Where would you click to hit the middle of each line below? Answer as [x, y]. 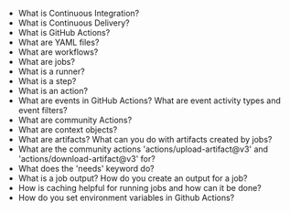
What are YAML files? [59, 42]
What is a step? [47, 81]
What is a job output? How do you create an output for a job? [133, 178]
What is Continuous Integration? [79, 13]
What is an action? [53, 91]
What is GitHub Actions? [64, 32]
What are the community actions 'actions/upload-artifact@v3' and [143, 149]
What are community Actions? [75, 120]
